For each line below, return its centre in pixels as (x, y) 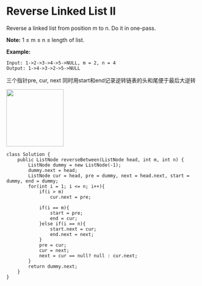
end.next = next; (72, 234)
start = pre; (67, 213)
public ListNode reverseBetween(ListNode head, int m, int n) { (101, 160)
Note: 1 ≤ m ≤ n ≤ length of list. (45, 40)
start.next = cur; (73, 229)
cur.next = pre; (70, 197)
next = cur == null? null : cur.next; (88, 256)
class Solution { (28, 154)
